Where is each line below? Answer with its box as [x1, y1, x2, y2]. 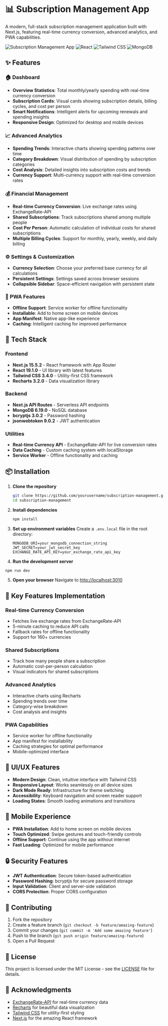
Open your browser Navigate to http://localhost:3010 [12, 577, 123, 583]
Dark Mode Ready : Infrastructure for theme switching [12, 787, 124, 793]
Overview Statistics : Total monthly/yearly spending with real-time [12, 87, 149, 93]
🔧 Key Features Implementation [5, 592, 105, 600]
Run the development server [12, 558, 74, 564]
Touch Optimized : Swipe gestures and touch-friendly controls [12, 831, 141, 837]
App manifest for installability [12, 738, 73, 744]
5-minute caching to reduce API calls [12, 623, 89, 630]
